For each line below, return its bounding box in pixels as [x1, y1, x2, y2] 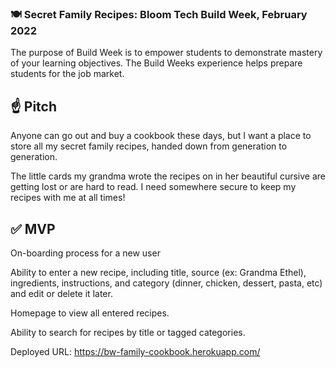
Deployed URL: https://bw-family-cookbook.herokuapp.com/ [10, 345, 261, 357]
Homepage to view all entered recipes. [10, 307, 170, 319]
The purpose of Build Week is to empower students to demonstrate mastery [10, 47, 323, 59]
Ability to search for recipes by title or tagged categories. [10, 326, 246, 338]
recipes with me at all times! [10, 192, 126, 204]
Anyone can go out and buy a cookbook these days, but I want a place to [10, 130, 312, 142]
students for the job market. [10, 68, 125, 80]
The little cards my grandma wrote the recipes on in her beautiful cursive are [10, 170, 327, 182]
